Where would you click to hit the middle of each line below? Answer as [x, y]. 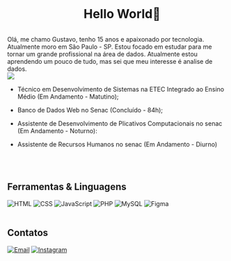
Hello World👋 [122, 14]
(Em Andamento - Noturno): [57, 130]
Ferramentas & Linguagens [67, 187]
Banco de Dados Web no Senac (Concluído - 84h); [90, 110]
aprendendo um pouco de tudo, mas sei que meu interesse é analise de [110, 61]
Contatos [28, 233]
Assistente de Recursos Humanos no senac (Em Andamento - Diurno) [117, 144]
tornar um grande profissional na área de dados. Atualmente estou [103, 54]
